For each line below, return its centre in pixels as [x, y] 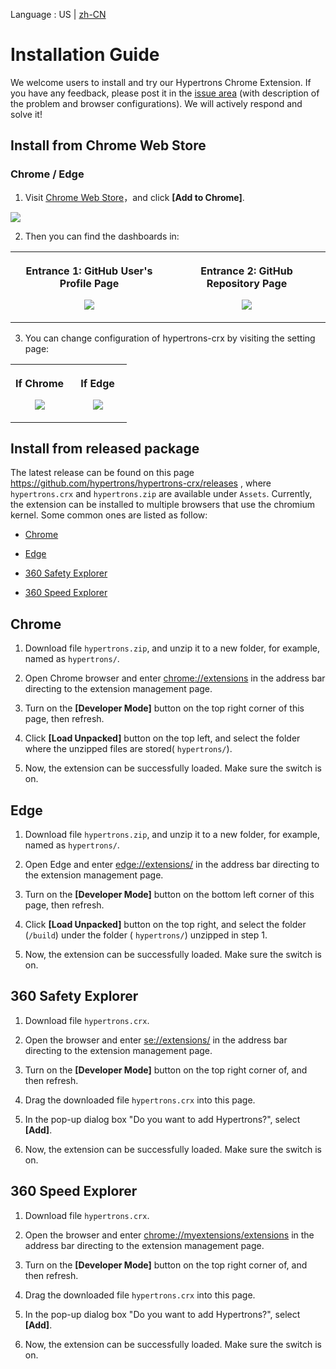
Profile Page [89, 283]
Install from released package [105, 449]
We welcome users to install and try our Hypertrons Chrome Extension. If [161, 82]
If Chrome [40, 383]
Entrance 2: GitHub [246, 271]
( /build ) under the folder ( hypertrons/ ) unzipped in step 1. [146, 935]
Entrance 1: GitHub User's [89, 271]
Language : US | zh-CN [58, 14]
